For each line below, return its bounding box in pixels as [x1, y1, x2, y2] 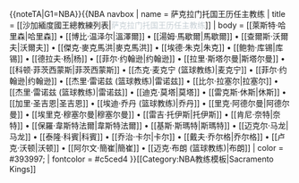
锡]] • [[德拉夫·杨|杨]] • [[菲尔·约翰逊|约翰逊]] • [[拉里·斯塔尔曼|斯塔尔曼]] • [9, 54, 286, 63]
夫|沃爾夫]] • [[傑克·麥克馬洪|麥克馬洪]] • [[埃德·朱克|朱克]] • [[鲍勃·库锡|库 [9, 42, 284, 53]
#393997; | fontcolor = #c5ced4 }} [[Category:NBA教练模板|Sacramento [9, 154, 275, 164]
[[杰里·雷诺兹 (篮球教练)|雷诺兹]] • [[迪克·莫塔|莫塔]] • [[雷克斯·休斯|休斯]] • [9, 87, 286, 97]
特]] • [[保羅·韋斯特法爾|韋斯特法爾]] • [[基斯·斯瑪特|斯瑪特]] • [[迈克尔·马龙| [9, 121, 289, 130]
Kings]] [9, 164, 37, 174]
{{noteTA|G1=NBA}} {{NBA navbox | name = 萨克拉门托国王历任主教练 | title [9, 9, 286, 19]
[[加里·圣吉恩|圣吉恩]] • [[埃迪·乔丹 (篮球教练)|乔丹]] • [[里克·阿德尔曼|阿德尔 [9, 98, 290, 108]
